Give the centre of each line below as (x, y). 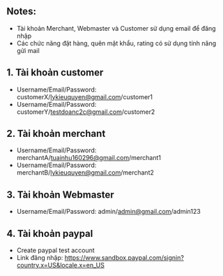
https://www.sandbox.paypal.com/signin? (124, 258)
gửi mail (28, 50)
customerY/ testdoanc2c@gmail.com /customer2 (86, 112)
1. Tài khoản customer (55, 73)
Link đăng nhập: (40, 258)
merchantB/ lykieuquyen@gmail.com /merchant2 (85, 173)
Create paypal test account (55, 250)
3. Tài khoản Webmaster (60, 195)
